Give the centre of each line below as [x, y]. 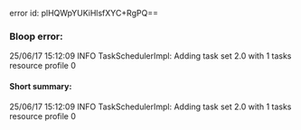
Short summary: [41, 86]
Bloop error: [36, 36]
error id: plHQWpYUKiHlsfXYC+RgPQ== [84, 13]
